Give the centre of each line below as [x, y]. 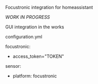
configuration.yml [24, 37]
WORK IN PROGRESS [28, 17]
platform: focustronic [35, 76]
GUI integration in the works [35, 27]
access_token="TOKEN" [38, 56]
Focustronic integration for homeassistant [49, 7]
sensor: [13, 66]
